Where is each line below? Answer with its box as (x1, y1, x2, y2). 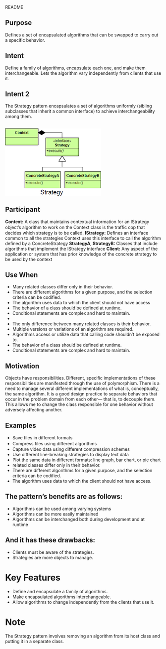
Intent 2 (5, 90, 30, 99)
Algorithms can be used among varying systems (12, 506, 111, 512)
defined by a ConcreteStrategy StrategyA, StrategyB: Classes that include (5, 240, 158, 246)
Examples (5, 421, 36, 430)
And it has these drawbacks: (5, 536, 96, 544)
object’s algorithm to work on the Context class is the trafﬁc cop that (5, 224, 145, 230)
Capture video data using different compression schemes (12, 446, 130, 452)
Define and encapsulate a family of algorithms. (12, 588, 108, 594)
